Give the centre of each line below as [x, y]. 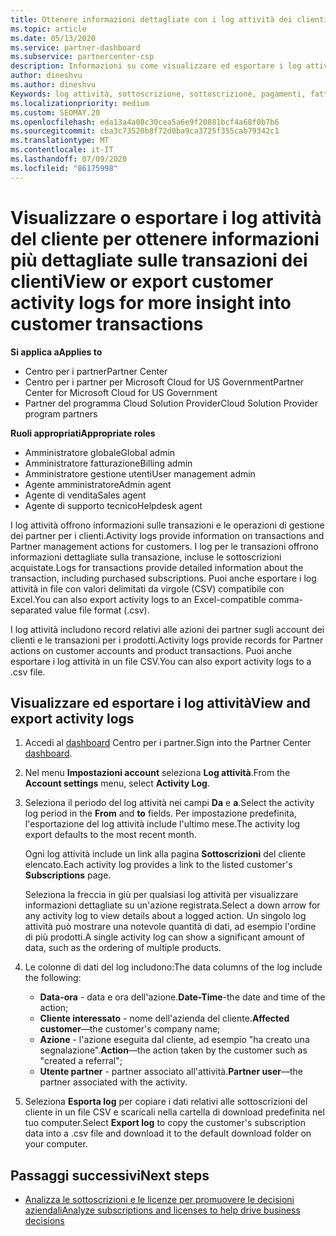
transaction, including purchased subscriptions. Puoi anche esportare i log [163, 578]
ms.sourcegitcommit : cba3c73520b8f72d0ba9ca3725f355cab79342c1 [145, 131]
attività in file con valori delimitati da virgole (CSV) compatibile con [147, 588]
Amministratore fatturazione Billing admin [108, 463]
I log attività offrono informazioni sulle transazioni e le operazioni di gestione [167, 525]
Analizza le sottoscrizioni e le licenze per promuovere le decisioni [159, 1200]
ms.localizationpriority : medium [80, 103]
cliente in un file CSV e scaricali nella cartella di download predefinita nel [174, 1112]
